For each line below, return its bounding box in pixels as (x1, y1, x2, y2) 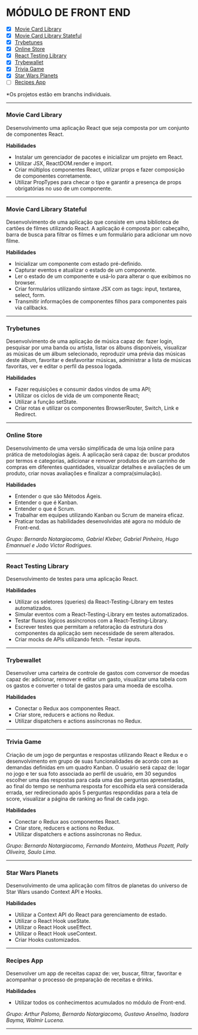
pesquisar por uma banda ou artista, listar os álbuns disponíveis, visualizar (6, 344, 187, 351)
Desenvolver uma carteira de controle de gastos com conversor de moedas (6, 670, 190, 677)
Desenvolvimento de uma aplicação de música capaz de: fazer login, (6, 338, 174, 345)
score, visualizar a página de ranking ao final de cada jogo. (6, 795, 149, 802)
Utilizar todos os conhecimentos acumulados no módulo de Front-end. (14, 999, 187, 1006)
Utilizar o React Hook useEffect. (14, 923, 93, 930)
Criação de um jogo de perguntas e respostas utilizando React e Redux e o (6, 751, 188, 758)
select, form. (14, 292, 46, 299)
